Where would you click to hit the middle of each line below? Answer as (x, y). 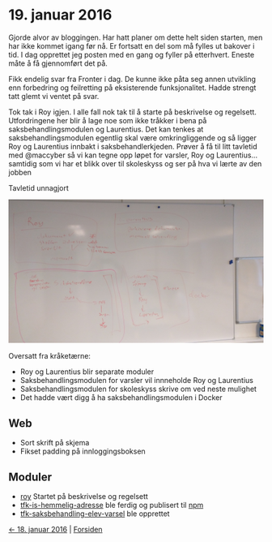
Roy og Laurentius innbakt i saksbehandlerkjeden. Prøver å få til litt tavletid (133, 146)
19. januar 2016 (60, 15)
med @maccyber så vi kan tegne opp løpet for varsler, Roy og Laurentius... (133, 155)
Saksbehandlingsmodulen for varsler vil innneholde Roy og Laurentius (136, 381)
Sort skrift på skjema (55, 443)
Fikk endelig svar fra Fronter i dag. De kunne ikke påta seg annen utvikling (132, 79)
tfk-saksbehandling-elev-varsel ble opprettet (95, 514)
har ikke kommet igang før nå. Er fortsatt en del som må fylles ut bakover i (132, 45)
